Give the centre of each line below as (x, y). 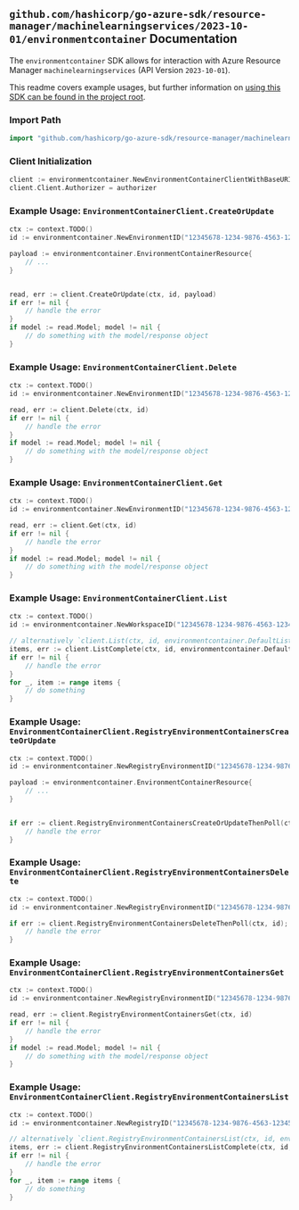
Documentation (194, 39)
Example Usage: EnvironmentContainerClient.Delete (123, 367)
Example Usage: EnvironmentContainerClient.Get (116, 482)
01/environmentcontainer (78, 40)
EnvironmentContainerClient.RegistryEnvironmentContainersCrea (149, 732)
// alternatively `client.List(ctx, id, (85, 641)
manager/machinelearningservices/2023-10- (129, 26)
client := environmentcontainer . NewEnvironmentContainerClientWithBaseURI (151, 180)
